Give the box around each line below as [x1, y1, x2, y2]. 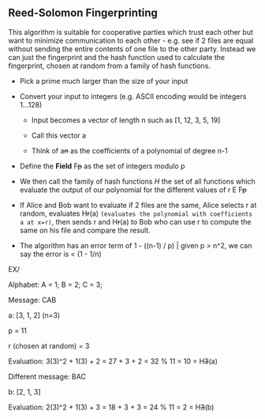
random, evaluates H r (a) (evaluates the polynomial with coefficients [19, 209, 252, 218]
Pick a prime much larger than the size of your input [19, 76, 188, 85]
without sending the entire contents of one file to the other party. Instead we [8, 43, 256, 54]
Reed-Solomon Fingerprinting [8, 6, 158, 20]
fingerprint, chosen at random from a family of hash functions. [8, 61, 211, 70]
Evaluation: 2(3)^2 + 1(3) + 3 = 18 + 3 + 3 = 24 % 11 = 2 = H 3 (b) [8, 402, 215, 412]
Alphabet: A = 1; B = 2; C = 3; [8, 280, 103, 289]
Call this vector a [31, 130, 87, 140]
